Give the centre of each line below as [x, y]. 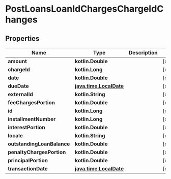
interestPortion [26, 127]
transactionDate [28, 169]
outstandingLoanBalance [39, 144]
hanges [22, 20]
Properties [22, 38]
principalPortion [28, 160]
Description [143, 53]
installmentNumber [32, 119]
